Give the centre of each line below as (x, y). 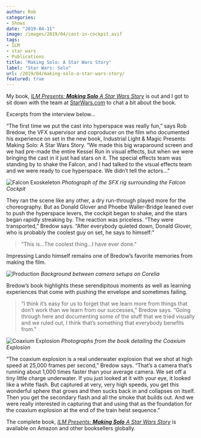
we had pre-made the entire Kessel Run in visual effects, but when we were (100, 152)
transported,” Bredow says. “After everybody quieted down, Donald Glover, (99, 226)
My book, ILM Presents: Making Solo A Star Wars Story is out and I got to (97, 96)
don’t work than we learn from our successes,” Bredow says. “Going (106, 310)
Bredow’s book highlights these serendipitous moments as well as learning (99, 286)
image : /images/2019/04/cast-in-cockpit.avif (64, 34)
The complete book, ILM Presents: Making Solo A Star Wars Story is (91, 422)
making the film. (26, 262)
